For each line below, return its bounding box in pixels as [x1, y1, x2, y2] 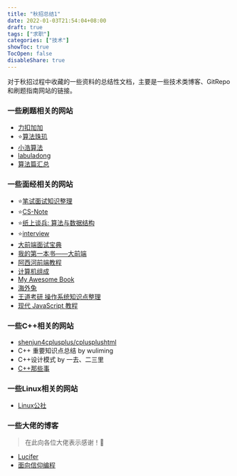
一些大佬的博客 [7, 420, 59, 430]
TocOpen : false [7, 51, 53, 58]
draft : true [7, 24, 43, 31]
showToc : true [7, 43, 50, 51]
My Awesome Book [17, 275, 75, 284]
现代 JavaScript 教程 [17, 301, 78, 310]
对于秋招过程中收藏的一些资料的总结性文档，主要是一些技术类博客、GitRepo [7, 77, 231, 86]
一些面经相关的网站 [7, 179, 73, 189]
